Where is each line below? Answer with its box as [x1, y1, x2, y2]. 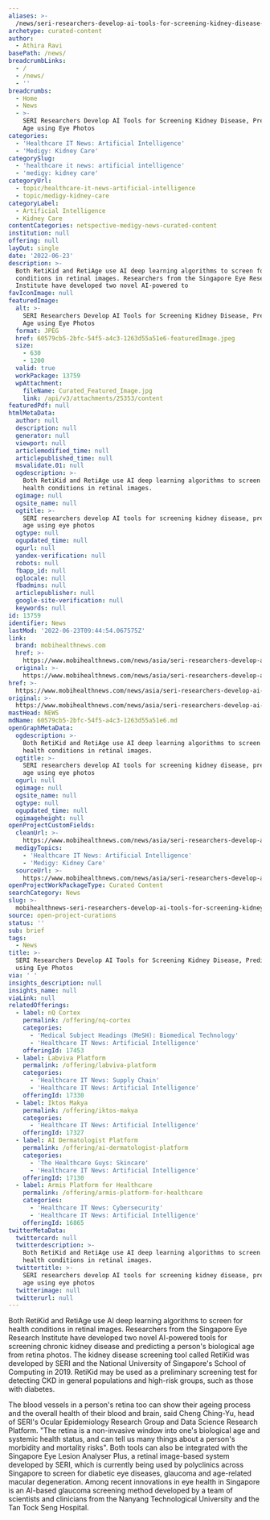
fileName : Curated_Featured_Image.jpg [22, 386, 153, 395]
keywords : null [15, 604, 67, 612]
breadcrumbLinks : [8, 57, 67, 65]
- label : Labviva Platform [15, 1054, 106, 1062]
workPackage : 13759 [15, 372, 81, 380]
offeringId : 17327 [22, 1129, 84, 1137]
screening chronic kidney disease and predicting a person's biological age [8, 1342, 255, 1351]
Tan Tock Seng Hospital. [8, 1503, 90, 1513]
